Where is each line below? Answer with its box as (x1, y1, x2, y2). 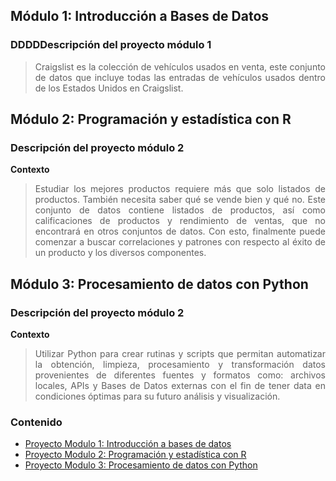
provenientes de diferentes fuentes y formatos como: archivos (34, 369, 326, 381)
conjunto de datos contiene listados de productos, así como (34, 204, 326, 216)
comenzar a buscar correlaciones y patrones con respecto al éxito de (34, 236, 326, 248)
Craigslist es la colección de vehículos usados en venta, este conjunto (34, 60, 326, 73)
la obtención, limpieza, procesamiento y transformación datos (34, 359, 326, 371)
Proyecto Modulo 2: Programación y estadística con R (24, 449, 247, 461)
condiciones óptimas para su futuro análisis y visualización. (34, 390, 281, 403)
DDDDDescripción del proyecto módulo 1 (10, 38, 212, 52)
